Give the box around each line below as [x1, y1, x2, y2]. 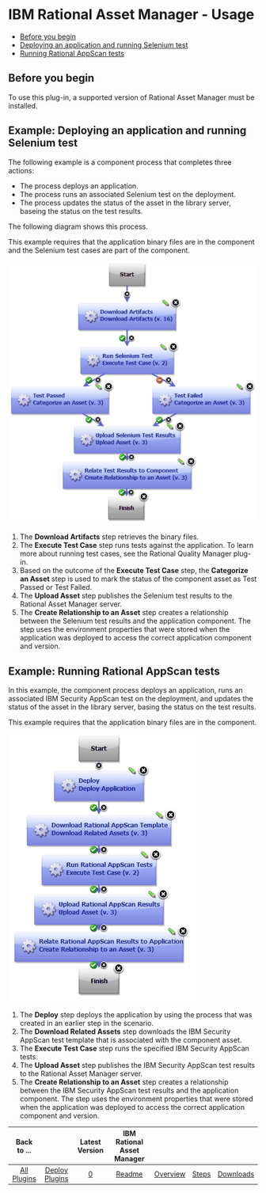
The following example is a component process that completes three [8, 157, 232, 167]
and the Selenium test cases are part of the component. [8, 245, 190, 255]
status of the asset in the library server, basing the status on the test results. [8, 702, 256, 712]
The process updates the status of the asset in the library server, [19, 198, 231, 207]
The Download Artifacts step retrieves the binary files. [19, 532, 199, 541]
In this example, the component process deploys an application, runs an [8, 686, 243, 695]
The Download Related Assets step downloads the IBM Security [19, 1027, 231, 1036]
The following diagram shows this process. [8, 222, 149, 231]
